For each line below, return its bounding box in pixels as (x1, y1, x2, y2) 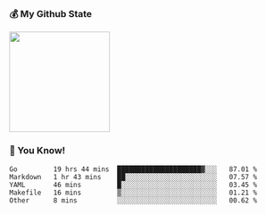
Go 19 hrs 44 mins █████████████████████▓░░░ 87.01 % (9, 164, 257, 174)
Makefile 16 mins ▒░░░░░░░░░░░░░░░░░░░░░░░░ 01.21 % (9, 188, 257, 197)
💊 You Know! (9, 144, 66, 157)
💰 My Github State (9, 7, 92, 20)
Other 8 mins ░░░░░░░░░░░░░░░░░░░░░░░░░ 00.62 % (9, 195, 257, 205)
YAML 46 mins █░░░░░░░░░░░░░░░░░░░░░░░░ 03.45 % (9, 180, 257, 189)
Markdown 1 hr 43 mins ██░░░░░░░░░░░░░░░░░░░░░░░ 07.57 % (9, 172, 257, 181)
